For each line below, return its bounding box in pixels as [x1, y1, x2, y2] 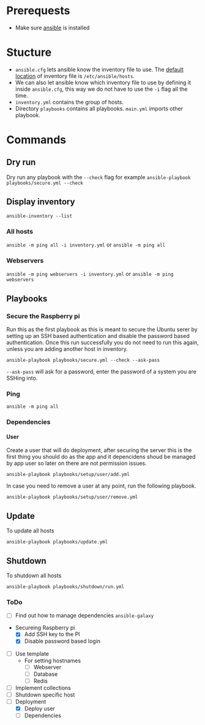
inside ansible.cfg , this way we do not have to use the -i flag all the [15, 85, 188, 93]
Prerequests [6, 4, 70, 18]
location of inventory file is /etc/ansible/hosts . [15, 72, 135, 80]
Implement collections [15, 684, 72, 691]
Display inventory [6, 197, 75, 207]
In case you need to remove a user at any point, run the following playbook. [6, 482, 197, 489]
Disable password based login [24, 637, 101, 645]
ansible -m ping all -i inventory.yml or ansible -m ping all [6, 240, 166, 248]
